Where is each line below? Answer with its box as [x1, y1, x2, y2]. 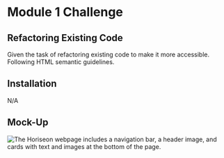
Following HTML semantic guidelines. [7, 58, 115, 66]
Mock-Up [7, 116, 49, 129]
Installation [7, 78, 57, 90]
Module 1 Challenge [7, 4, 123, 20]
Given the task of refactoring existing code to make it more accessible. [7, 50, 210, 58]
